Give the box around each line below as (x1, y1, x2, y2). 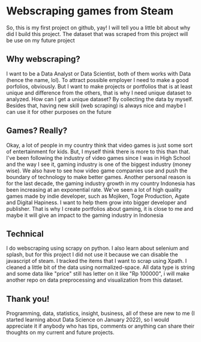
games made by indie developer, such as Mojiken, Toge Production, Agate (6, 192, 190, 199)
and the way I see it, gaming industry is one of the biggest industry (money (6, 161, 192, 168)
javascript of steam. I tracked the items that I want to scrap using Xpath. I (6, 258, 187, 265)
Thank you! (6, 293, 50, 304)
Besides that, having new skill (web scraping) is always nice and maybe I (6, 102, 186, 109)
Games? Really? (6, 126, 68, 136)
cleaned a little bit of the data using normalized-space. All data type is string (6, 264, 195, 271)
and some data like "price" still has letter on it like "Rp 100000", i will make (6, 270, 190, 277)
